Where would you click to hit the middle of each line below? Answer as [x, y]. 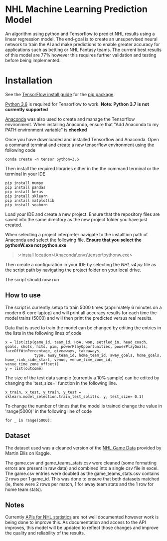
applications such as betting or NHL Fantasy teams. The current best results [83, 50]
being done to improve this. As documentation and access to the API [76, 522]
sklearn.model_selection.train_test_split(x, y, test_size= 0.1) [74, 396]
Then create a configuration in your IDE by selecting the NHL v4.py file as [81, 264]
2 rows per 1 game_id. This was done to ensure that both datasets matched [82, 478]
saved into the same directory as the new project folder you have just [76, 219]
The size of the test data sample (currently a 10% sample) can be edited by [82, 378]
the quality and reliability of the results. [45, 533]
